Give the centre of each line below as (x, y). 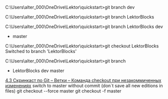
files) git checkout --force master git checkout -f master (63, 91)
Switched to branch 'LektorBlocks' (41, 51)
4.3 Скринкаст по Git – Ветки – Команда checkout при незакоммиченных (83, 80)
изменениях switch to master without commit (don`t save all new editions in (84, 85)
